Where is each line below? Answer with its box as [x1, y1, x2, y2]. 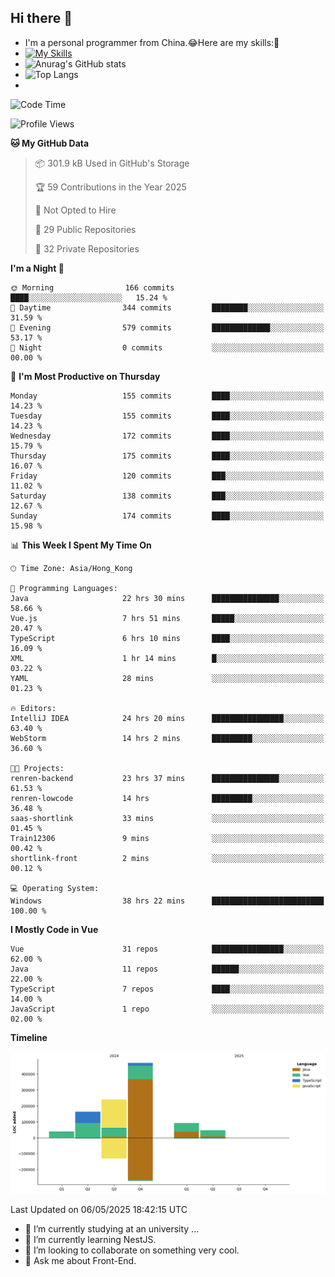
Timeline [10, 1031, 48, 1043]
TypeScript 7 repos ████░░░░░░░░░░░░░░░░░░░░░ [10, 984, 325, 994]
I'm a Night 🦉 [10, 262, 65, 274]
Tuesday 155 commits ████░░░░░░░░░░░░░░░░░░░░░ [10, 411, 325, 421]
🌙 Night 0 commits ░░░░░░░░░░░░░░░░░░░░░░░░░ [10, 342, 325, 353]
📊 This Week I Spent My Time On [10, 539, 152, 551]
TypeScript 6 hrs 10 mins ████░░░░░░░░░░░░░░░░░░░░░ [10, 633, 325, 643]
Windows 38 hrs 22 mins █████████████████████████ [10, 896, 325, 906]
